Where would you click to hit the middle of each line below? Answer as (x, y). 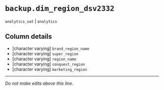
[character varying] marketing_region (50, 69)
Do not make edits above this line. (39, 83)
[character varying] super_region (45, 53)
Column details (29, 36)
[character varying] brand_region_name (51, 48)
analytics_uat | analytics (31, 21)
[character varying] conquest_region (49, 64)
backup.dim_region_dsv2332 (60, 9)
